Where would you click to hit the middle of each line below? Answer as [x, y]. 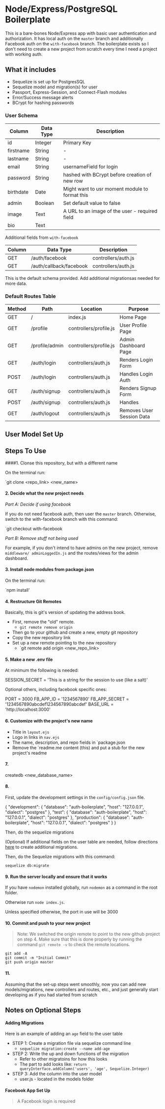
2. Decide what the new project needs [44, 493]
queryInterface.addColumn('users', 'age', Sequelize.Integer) [84, 1069]
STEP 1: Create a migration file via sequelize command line [71, 1043]
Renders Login [136, 360]
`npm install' [18, 590]
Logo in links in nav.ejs [36, 737]
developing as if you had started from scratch [51, 994]
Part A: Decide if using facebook [38, 504]
